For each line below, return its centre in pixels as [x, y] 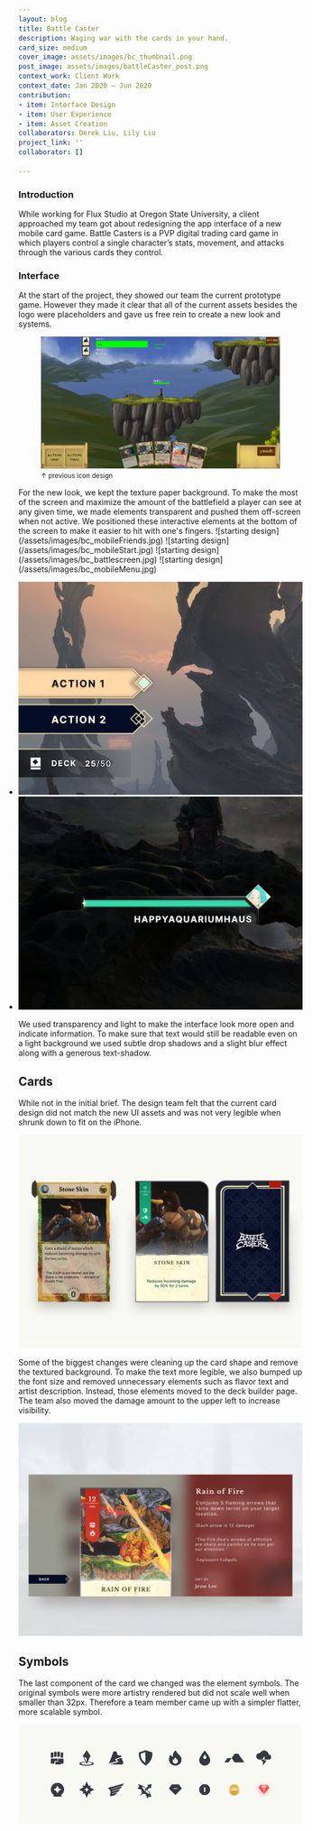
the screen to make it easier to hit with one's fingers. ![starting [134, 531]
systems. [35, 324]
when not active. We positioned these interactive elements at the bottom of [158, 521]
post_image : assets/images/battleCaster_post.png [114, 67]
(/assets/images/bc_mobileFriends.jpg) [91, 540]
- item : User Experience [65, 114]
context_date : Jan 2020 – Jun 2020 [85, 86]
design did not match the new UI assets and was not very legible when [150, 1113]
